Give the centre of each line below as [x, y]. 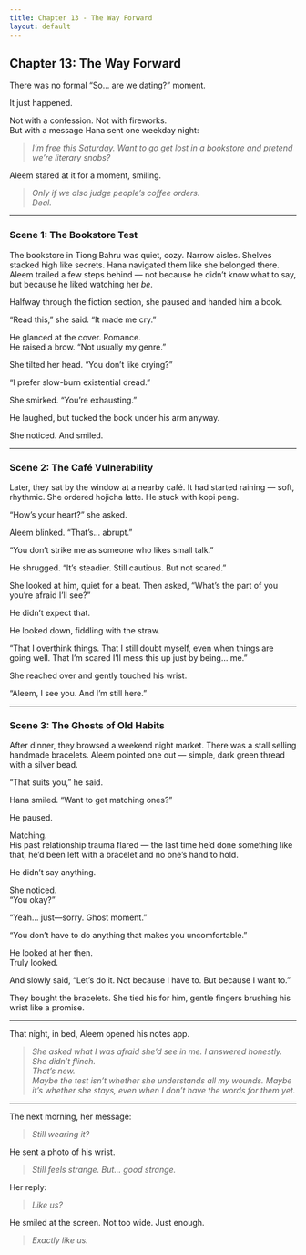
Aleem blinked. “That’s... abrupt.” [71, 532]
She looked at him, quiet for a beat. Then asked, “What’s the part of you [144, 585]
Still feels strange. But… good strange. [104, 1170]
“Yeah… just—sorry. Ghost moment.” [78, 917]
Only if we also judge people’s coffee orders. [116, 193]
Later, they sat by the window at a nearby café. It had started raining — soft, [152, 487]
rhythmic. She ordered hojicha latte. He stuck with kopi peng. [124, 497]
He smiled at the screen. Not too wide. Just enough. [107, 1223]
